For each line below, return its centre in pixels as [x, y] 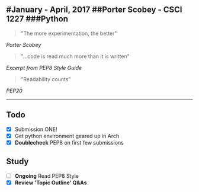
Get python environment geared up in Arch [67, 136]
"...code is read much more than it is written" [75, 56]
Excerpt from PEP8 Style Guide [44, 68]
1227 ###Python [37, 19]
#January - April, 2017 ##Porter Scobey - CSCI [94, 10]
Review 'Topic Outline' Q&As [51, 183]
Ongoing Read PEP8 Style [46, 176]
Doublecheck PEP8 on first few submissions [69, 142]
